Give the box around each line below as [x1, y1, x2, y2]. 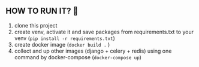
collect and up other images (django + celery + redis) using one [14, 47, 172, 54]
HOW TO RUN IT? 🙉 [5, 6, 79, 16]
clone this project [14, 22, 58, 29]
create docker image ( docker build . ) [14, 41, 110, 48]
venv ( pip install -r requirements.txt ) [14, 34, 115, 42]
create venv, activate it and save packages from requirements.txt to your [14, 28, 194, 35]
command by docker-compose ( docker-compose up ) [14, 53, 142, 60]
